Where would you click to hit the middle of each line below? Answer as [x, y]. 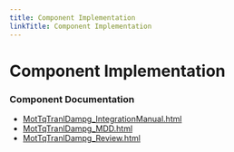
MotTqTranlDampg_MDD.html [78, 128]
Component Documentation [72, 99]
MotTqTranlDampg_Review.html [81, 138]
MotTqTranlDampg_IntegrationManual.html [102, 119]
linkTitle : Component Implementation [81, 26]
